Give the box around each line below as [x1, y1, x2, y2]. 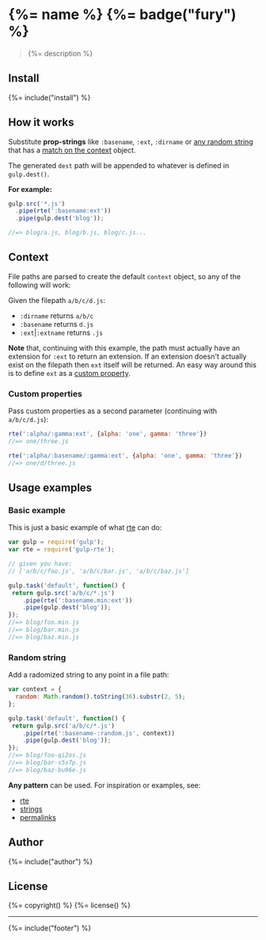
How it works [8, 116, 74, 129]
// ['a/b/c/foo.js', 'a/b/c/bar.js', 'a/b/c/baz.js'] [8, 567, 190, 575]
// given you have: [8, 560, 73, 568]
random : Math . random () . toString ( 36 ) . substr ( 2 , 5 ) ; [15, 693, 186, 701]
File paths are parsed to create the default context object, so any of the [8, 271, 241, 281]
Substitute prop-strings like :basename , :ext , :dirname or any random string [8, 136, 253, 146]
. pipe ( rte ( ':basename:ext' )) [15, 207, 112, 215]
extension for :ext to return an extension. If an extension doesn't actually [8, 351, 247, 361]
